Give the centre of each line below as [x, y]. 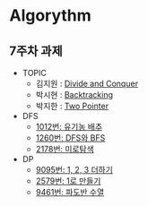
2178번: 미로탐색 [65, 149]
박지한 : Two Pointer [72, 106]
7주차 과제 [36, 51]
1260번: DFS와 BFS [70, 138]
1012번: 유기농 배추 [69, 127]
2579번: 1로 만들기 [68, 181]
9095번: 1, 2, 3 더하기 [74, 170]
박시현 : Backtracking [74, 94]
